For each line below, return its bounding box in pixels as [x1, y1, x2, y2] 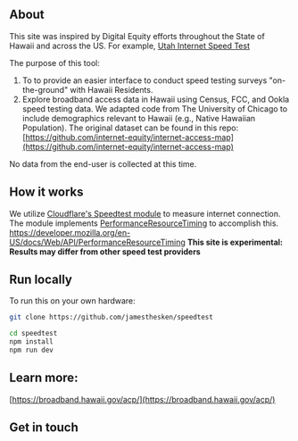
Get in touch [9, 420, 79, 436]
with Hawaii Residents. [70, 84, 153, 95]
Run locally [9, 272, 73, 287]
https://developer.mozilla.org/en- [9, 227, 131, 237]
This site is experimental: [186, 237, 284, 247]
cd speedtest [9, 329, 58, 338]
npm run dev [9, 345, 54, 355]
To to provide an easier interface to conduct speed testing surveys [21, 75, 268, 86]
